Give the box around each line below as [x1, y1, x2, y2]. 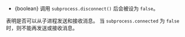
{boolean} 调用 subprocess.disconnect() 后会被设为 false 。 [14, 5, 159, 12]
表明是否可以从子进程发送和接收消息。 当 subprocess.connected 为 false [6, 17, 180, 24]
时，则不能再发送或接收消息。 [6, 25, 78, 31]
